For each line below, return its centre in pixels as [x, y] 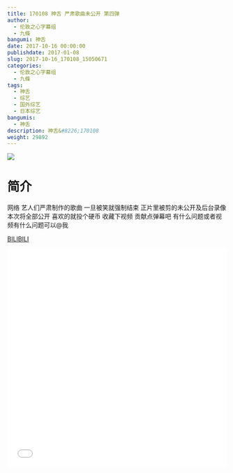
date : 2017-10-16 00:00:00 [46, 46]
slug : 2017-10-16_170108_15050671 [58, 59]
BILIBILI [18, 239]
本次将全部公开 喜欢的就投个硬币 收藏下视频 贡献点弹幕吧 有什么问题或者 [112, 217]
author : [18, 20]
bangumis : [22, 117]
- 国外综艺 [27, 105]
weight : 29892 [28, 137]
